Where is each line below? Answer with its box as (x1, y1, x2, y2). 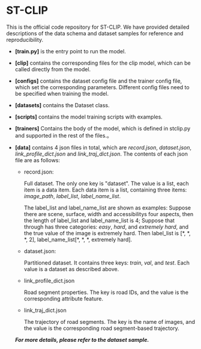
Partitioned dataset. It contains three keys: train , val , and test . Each (23, 259, 190, 266)
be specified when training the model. (14, 90, 109, 97)
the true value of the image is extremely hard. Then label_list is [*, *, (23, 229, 191, 236)
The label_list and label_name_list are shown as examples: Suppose (23, 204, 191, 211)
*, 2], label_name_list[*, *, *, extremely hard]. (23, 236, 133, 243)
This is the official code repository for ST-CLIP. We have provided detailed (6, 23, 190, 31)
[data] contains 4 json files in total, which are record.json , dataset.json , (14, 144, 192, 151)
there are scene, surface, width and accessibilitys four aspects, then (23, 210, 194, 217)
